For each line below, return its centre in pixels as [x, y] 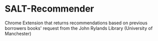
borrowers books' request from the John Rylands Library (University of [79, 28]
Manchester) [18, 33]
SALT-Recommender [49, 9]
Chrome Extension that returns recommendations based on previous [76, 23]
